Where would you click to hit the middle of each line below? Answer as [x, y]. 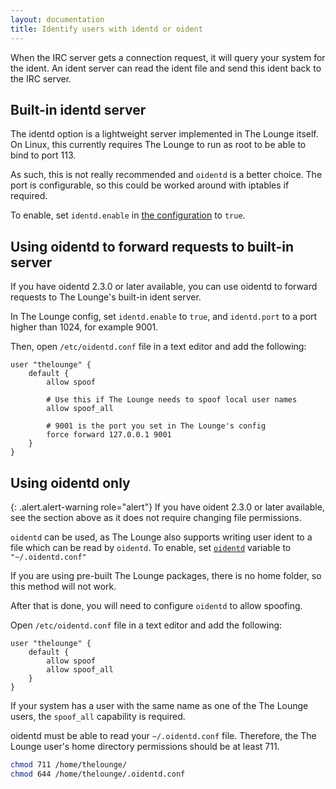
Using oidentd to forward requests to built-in [152, 246]
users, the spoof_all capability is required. [98, 716]
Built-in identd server [78, 109]
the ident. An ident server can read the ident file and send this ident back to [166, 68]
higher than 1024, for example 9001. [84, 327]
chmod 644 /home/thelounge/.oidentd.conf [98, 774]
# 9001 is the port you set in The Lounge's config [156, 426]
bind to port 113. [43, 155]
